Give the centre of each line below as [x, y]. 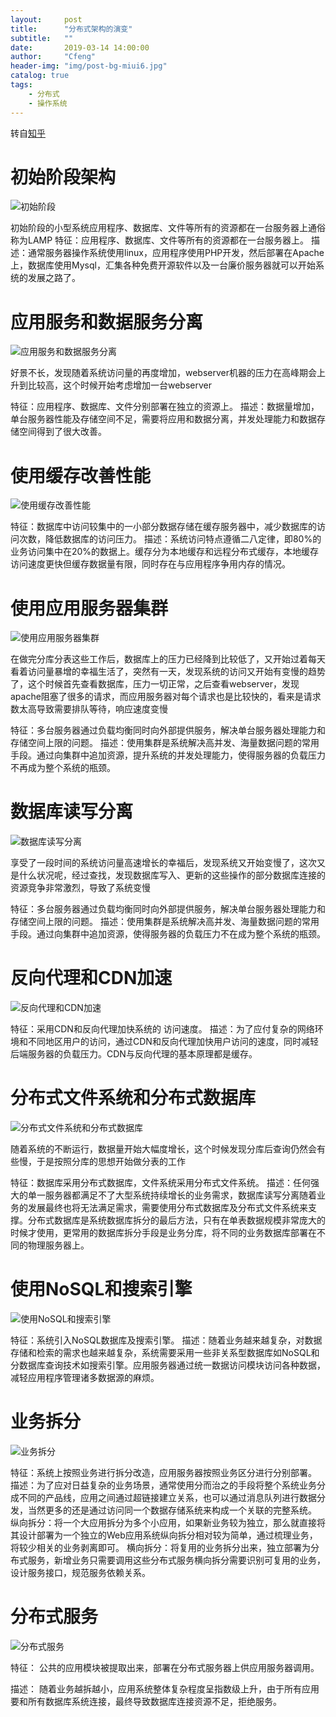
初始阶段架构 [63, 177]
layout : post [46, 19]
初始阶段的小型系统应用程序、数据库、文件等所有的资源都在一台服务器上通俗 [168, 228]
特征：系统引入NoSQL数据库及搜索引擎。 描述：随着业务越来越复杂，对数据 [166, 1340]
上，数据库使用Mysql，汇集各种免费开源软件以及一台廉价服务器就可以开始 [163, 265]
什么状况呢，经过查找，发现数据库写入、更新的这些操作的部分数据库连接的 [172, 875]
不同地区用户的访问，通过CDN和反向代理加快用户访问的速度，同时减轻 [173, 1042]
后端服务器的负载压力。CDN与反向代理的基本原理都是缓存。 [134, 1054]
